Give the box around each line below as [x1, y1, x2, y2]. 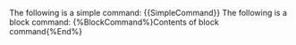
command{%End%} [9, 26, 83, 36]
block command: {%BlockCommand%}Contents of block [9, 17, 219, 27]
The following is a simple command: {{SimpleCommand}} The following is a [9, 8, 288, 18]
